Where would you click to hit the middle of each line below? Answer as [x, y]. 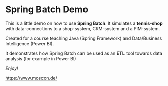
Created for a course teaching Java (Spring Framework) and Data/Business [84, 38]
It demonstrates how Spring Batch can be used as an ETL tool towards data [84, 53]
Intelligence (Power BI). [30, 43]
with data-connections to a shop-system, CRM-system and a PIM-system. [83, 28]
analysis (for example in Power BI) [41, 58]
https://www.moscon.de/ [31, 78]
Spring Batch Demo [47, 9]
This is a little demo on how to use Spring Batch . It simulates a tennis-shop [84, 23]
